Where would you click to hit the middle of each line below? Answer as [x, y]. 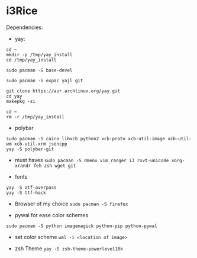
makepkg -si [21, 101]
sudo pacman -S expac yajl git [45, 80]
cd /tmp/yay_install [32, 60]
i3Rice [22, 11]
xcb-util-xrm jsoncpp [41, 144]
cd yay [14, 96]
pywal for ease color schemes [51, 215]
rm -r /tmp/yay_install [35, 117]
